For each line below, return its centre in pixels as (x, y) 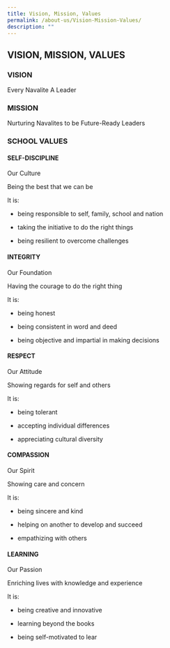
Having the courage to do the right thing (65, 286)
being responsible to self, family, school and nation (90, 214)
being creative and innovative (60, 610)
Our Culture (24, 173)
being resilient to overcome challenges (73, 241)
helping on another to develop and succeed (80, 525)
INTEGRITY (24, 257)
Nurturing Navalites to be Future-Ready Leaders (76, 123)
